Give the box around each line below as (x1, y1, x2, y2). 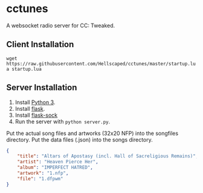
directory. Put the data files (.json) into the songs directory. (6, 136, 153, 143)
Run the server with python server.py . (14, 117, 111, 125)
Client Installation (6, 39, 74, 50)
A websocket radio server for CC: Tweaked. (6, 22, 115, 29)
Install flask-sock (14, 111, 58, 119)
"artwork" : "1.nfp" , (17, 170, 69, 177)
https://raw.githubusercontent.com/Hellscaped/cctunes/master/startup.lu (6, 61, 196, 67)
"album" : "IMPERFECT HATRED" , (17, 165, 94, 171)
